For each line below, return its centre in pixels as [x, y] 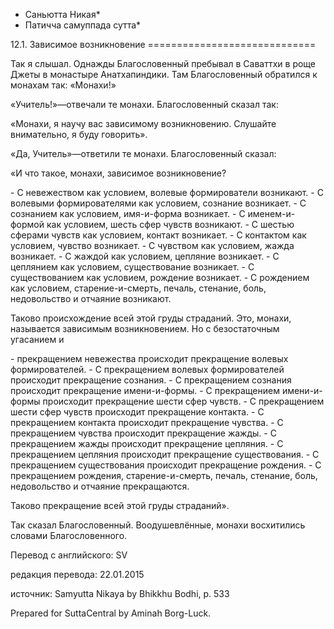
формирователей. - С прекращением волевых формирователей [147, 369]
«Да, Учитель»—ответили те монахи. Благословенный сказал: [143, 153]
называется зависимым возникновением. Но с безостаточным [145, 328]
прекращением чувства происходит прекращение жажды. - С [143, 433]
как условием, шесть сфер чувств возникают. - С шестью [170, 224]
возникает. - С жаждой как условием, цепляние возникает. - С [145, 256]
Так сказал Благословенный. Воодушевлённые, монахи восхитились [158, 525]
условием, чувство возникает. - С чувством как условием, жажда [152, 245]
